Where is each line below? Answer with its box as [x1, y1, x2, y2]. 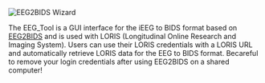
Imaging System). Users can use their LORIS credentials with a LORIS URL [8, 40, 253, 49]
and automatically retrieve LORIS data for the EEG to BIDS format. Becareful [8, 49, 259, 57]
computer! [8, 65, 43, 75]
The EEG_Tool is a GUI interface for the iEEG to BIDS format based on [8, 23, 238, 32]
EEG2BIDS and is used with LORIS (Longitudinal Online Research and [8, 32, 237, 41]
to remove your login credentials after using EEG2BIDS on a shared [8, 57, 230, 66]
